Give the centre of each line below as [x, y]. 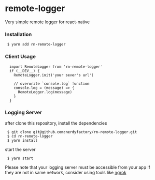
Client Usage [21, 57]
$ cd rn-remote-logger [30, 136]
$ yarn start [20, 158]
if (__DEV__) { [25, 71]
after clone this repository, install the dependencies [56, 123]
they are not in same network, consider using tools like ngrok [66, 172]
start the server [20, 149]
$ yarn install [22, 140]
